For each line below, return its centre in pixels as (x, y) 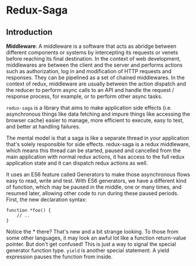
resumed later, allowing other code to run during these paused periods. (92, 193)
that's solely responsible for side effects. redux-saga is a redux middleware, (98, 144)
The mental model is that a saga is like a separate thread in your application (98, 138)
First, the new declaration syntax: (46, 199)
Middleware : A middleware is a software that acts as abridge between (91, 46)
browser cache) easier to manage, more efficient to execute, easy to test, (95, 120)
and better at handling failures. (43, 127)
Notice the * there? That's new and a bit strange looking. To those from (92, 231)
